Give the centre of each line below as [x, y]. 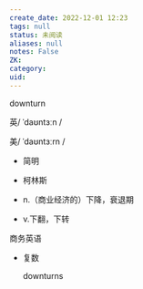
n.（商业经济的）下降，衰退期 [78, 199]
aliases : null [36, 43]
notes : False [34, 52]
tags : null [30, 26]
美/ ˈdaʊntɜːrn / [37, 141]
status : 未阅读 [36, 35]
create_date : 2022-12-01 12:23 [69, 18]
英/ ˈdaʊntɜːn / [36, 122]
